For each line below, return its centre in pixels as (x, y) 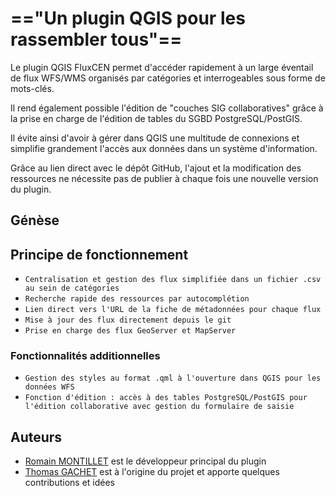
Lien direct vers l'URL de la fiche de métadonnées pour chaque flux (173, 310)
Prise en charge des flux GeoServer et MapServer (130, 331)
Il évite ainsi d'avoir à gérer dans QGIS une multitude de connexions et (155, 138)
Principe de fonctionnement (99, 254)
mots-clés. (32, 88)
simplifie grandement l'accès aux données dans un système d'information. (164, 148)
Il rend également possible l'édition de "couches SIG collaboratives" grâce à (167, 108)
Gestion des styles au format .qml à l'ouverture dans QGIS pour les (173, 378)
